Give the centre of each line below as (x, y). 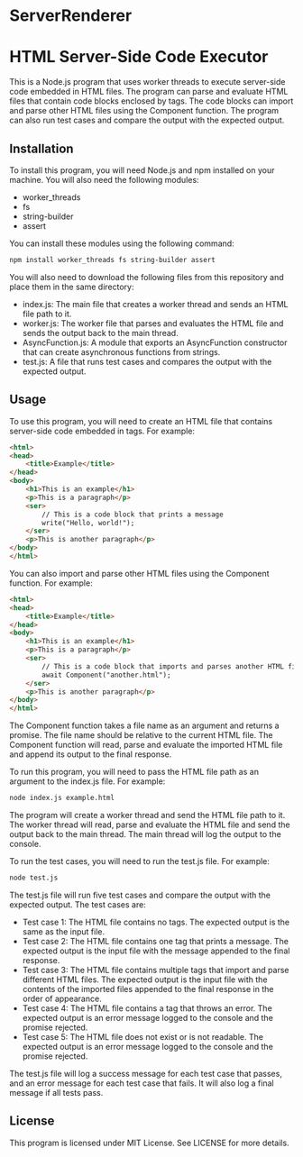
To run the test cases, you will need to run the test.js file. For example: (140, 861)
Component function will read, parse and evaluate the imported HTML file (146, 745)
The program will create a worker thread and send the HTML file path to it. (147, 815)
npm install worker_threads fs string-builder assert (113, 260)
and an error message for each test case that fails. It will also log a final (142, 1083)
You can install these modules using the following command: (122, 243)
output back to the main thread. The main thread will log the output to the (145, 834)
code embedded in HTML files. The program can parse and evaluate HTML (149, 92)
